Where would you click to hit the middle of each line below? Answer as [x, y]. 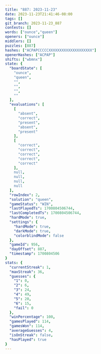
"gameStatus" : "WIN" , [31, 204]
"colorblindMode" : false [39, 236]
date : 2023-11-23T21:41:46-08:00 [39, 14]
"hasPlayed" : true [28, 339]
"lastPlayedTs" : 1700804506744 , [42, 209]
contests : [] [18, 28]
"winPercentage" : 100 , [32, 317]
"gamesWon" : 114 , [27, 326]
